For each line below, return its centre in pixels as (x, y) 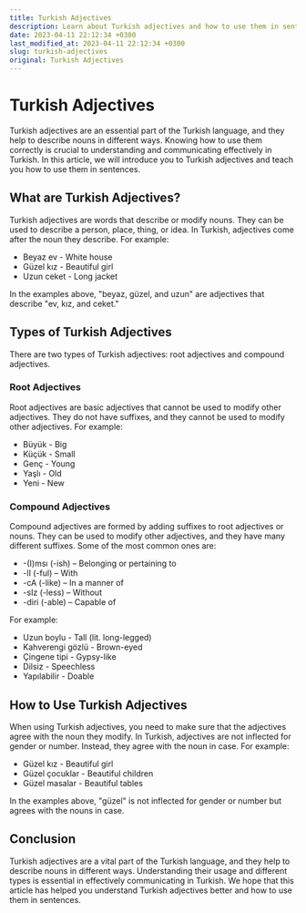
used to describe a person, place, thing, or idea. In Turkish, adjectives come (152, 230)
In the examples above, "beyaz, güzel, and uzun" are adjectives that (137, 293)
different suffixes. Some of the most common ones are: (113, 546)
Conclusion (43, 839)
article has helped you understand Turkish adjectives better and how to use (151, 890)
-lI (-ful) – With (50, 573)
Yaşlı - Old (42, 473)
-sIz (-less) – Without (62, 592)
